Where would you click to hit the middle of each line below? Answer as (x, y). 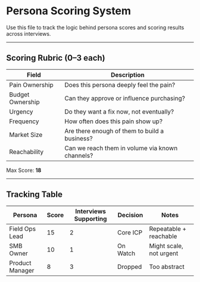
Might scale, (166, 246)
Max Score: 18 (24, 170)
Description (128, 74)
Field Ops (23, 228)
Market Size (26, 134)
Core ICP (130, 232)
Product (20, 263)
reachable (163, 236)
